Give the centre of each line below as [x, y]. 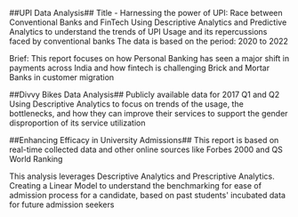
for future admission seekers [62, 205]
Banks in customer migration [62, 77]
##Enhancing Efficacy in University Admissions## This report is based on [144, 140]
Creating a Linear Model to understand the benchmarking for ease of [136, 185]
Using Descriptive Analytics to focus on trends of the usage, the [127, 104]
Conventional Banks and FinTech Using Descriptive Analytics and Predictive [148, 22]
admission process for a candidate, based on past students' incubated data [148, 195]
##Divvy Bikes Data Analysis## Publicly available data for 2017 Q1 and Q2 [145, 94]
